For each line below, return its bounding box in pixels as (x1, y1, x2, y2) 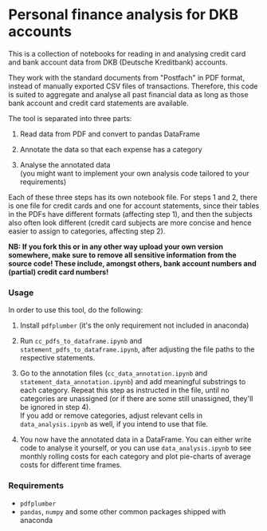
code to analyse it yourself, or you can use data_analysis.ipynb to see (19, 443, 252, 453)
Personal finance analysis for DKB (8, 6, 239, 24)
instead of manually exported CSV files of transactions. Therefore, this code (8, 81, 258, 91)
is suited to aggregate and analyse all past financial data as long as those (8, 89, 249, 99)
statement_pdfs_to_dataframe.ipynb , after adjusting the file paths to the (19, 344, 255, 354)
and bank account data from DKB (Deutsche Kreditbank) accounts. (8, 57, 228, 67)
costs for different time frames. (19, 460, 122, 470)
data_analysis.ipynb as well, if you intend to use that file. (19, 419, 209, 429)
